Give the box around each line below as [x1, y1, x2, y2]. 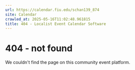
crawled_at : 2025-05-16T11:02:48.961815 [5, 16, 91, 21]
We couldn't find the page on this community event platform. [5, 59, 130, 65]
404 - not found [5, 43, 72, 54]
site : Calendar [5, 12, 37, 17]
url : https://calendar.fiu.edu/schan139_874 [5, 7, 99, 12]
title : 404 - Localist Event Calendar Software [5, 21, 106, 26]
